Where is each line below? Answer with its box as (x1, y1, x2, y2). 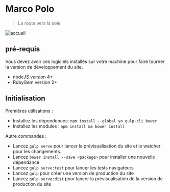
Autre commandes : (5, 133, 47, 139)
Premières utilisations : (5, 108, 53, 114)
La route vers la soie (17, 20, 61, 26)
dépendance (12, 159, 40, 165)
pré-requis (5, 45, 40, 54)
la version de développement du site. (5, 63, 83, 70)
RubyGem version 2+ (12, 79, 58, 85)
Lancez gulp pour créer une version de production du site (12, 170, 134, 176)
